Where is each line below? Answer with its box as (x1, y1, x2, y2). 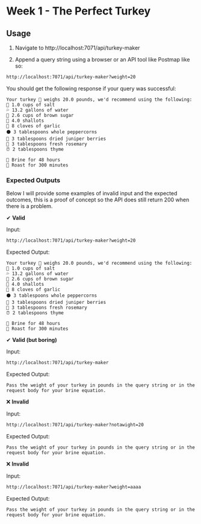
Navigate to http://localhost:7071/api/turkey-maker (14, 44, 140, 51)
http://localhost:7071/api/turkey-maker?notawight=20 (6, 421, 144, 428)
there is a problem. (6, 203, 53, 210)
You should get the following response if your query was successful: (6, 84, 176, 92)
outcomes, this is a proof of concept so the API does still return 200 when (6, 196, 190, 203)
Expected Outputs (6, 176, 61, 185)
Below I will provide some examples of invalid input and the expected (6, 190, 178, 197)
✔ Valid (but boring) (6, 336, 57, 344)
